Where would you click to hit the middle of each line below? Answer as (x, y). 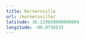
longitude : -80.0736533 (35, 27)
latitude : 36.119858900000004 (43, 22)
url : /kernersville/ (31, 17)
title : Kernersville (31, 11)
